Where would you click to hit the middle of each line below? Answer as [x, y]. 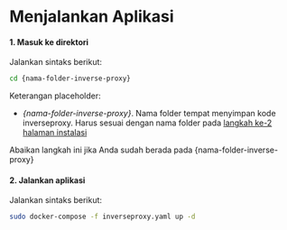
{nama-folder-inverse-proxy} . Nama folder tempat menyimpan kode [149, 114]
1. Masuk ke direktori [49, 41]
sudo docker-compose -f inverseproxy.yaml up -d [102, 217]
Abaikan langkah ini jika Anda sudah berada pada [101, 150]
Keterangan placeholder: [55, 96]
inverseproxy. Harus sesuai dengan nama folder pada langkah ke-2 [147, 123]
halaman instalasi [55, 133]
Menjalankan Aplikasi [92, 17]
